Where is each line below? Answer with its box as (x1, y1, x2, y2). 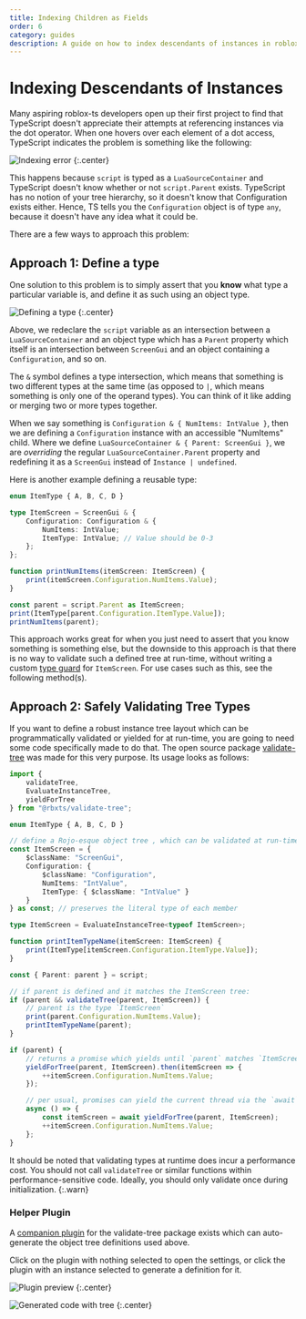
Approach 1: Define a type (9, 255, 160, 271)
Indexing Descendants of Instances (9, 78, 284, 98)
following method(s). (9, 672, 87, 683)
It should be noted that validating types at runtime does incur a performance (9, 1154, 296, 1166)
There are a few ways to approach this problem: (9, 229, 189, 240)
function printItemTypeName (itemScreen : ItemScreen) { (9, 937, 222, 946)
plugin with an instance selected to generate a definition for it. (9, 1263, 242, 1275)
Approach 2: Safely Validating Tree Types (9, 699, 250, 714)
